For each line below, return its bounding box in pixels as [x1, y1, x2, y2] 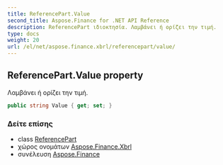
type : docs [7, 30, 40, 38]
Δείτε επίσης [7, 118, 53, 128]
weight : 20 [7, 37, 40, 44]
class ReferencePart [17, 135, 77, 143]
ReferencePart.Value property [7, 69, 144, 81]
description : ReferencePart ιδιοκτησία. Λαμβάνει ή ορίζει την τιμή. [7, 23, 217, 30]
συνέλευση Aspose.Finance [17, 149, 101, 158]
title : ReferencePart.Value [7, 10, 91, 18]
